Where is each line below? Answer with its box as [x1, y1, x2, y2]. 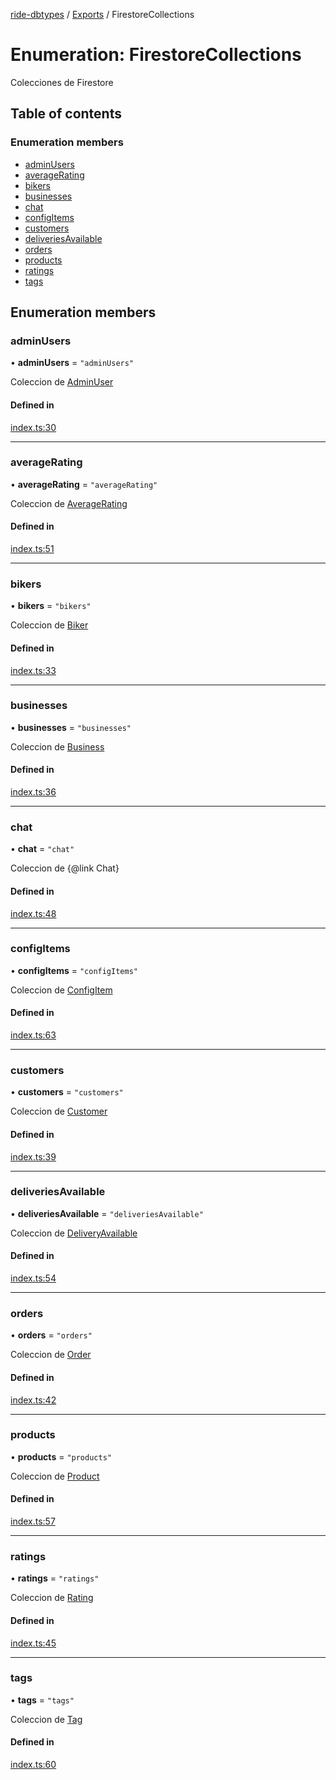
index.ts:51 [10, 543, 55, 555]
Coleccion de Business [10, 740, 105, 753]
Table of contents [10, 105, 122, 123]
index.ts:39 [10, 1150, 57, 1163]
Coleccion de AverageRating [10, 497, 128, 509]
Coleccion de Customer [10, 1105, 108, 1118]
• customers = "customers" [10, 1086, 124, 1098]
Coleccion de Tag [10, 1713, 83, 1725]
